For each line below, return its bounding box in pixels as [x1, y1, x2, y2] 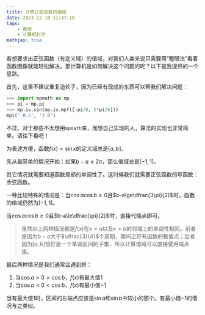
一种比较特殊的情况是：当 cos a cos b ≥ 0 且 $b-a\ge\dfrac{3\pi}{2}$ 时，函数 [6, 191, 195, 198]
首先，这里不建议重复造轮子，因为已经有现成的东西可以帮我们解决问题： [6, 83, 188, 90]
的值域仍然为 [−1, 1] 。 [6, 199, 59, 206]
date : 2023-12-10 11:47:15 [6, 15, 75, 21]
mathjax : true [6, 37, 43, 43]
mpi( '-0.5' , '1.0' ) [6, 112, 56, 118]
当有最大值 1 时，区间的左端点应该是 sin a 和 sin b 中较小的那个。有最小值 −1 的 [6, 294, 192, 302]
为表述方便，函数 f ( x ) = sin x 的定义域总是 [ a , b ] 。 [6, 145, 127, 152]
